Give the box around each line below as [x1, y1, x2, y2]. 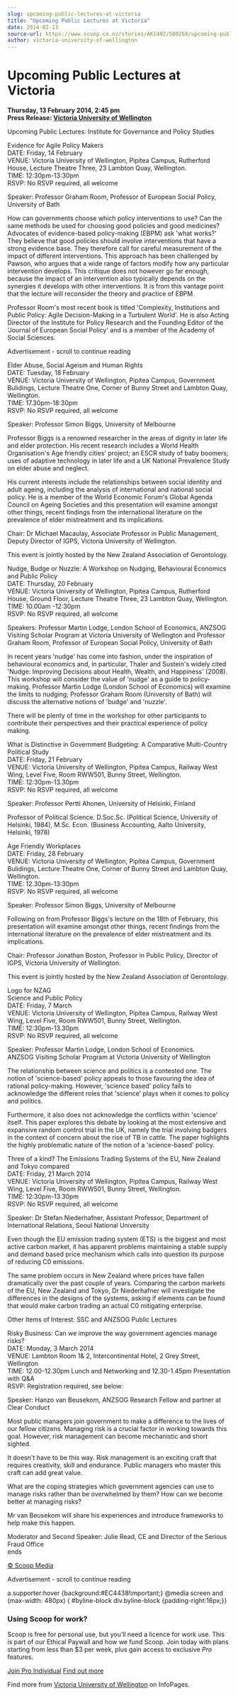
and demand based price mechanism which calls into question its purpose [7, 1250, 225, 1258]
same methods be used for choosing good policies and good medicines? [7, 222, 220, 230]
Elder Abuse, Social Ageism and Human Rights [7, 361, 143, 369]
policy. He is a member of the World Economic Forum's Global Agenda [7, 493, 213, 502]
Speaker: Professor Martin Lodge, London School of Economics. [7, 1045, 195, 1054]
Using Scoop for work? [7, 1614, 88, 1624]
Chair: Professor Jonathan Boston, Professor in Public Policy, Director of [7, 951, 218, 960]
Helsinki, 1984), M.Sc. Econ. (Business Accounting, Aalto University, [7, 821, 206, 829]
